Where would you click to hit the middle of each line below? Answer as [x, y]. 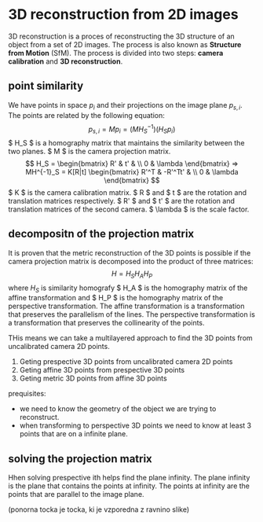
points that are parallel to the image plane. [76, 494]
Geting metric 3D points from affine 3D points [93, 378]
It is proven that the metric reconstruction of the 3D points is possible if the [130, 252]
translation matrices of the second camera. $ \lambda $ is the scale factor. [129, 209]
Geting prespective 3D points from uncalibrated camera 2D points [126, 362]
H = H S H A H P [132, 274]
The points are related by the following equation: [86, 115]
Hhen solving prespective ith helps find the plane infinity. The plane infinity [129, 478]
